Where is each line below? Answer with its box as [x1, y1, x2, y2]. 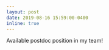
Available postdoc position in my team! [6, 37, 104, 45]
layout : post [6, 9, 40, 15]
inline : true [6, 20, 40, 26]
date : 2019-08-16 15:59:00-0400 [6, 15, 88, 21]
